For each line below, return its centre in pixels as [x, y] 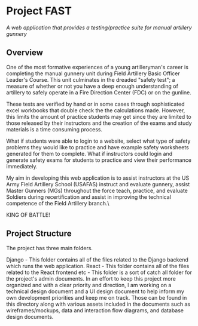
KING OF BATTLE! [28, 215]
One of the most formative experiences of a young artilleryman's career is [97, 67]
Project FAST [39, 11]
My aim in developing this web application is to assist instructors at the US [98, 178]
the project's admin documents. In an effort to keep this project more [91, 278]
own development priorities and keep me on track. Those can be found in [97, 297]
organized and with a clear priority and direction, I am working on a [89, 285]
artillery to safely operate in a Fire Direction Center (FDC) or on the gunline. [99, 92]
